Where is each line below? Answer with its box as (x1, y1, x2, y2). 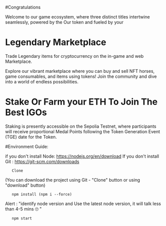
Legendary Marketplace (5, 37, 106, 48)
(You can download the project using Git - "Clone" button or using (5, 177, 140, 183)
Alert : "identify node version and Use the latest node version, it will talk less (5, 201, 162, 207)
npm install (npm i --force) (11, 192, 72, 197)
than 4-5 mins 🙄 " (5, 206, 42, 212)
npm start (11, 216, 32, 221)
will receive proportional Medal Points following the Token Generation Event (5, 128, 161, 134)
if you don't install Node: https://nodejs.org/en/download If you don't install (5, 153, 160, 159)
